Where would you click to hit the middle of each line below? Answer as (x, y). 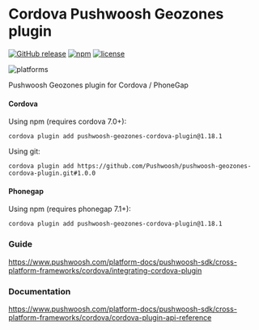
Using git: (24, 151)
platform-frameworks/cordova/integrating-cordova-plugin (105, 270)
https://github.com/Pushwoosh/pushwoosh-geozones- (164, 167)
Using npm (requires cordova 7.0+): (68, 121)
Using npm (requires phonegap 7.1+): (70, 209)
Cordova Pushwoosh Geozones (116, 14)
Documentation (40, 291)
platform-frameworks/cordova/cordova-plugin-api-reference (110, 317)
